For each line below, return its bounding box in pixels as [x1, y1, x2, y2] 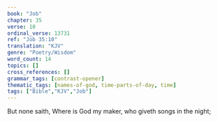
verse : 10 [7, 23, 36, 30]
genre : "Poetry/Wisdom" [7, 49, 77, 56]
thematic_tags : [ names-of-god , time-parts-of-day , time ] [7, 82, 177, 89]
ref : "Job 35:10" [7, 36, 58, 43]
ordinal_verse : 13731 [7, 29, 71, 37]
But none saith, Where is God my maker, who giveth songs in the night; [7, 107, 212, 116]
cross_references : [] [7, 68, 71, 75]
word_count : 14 [7, 56, 52, 63]
